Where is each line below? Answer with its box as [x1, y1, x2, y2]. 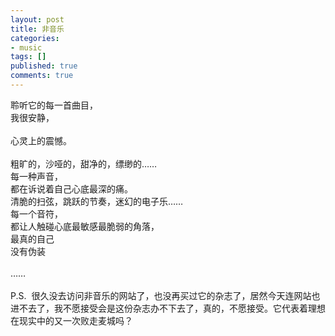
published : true [10, 61, 78, 71]
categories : [10, 33, 60, 43]
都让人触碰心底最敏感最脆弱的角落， [10, 220, 160, 232]
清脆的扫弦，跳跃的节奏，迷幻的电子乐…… [10, 195, 184, 207]
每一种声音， [10, 170, 63, 182]
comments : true [10, 71, 74, 81]
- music [10, 42, 43, 53]
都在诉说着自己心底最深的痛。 [10, 182, 133, 195]
